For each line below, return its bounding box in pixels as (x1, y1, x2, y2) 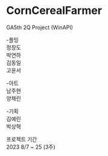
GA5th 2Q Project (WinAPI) (6, 24, 74, 31)
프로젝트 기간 (6, 135, 37, 143)
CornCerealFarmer (6, 4, 103, 18)
